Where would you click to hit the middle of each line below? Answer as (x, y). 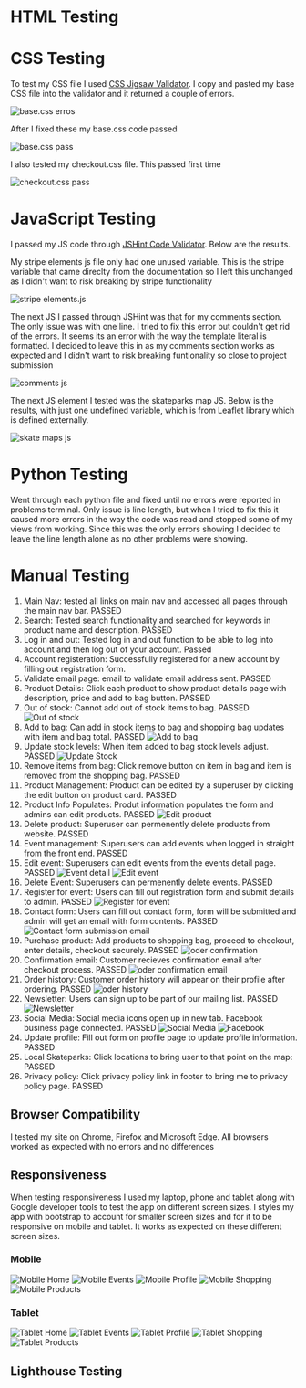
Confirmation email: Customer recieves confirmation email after (143, 960)
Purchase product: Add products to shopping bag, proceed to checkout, (159, 940)
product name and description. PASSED (98, 630)
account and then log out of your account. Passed (117, 649)
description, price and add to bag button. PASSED (117, 698)
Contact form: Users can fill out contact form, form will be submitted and (160, 911)
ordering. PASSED (57, 989)
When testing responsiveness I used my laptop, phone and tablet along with (153, 1197)
